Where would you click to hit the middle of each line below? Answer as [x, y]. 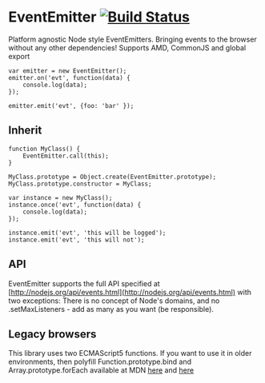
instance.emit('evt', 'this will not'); [77, 240]
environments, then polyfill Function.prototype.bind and [100, 362]
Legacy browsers [52, 334]
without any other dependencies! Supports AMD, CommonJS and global [127, 47]
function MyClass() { [44, 149]
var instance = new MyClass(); [60, 197]
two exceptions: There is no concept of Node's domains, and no [114, 301]
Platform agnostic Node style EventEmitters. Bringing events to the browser [133, 39]
